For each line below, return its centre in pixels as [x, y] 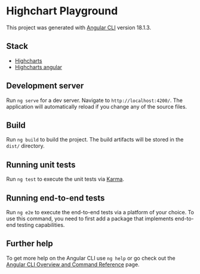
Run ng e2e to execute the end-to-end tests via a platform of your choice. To [100, 212]
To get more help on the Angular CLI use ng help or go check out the [91, 258]
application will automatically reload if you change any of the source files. [96, 106]
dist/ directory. [25, 146]
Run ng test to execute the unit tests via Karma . [65, 179]
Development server [45, 86]
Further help [30, 244]
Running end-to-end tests [56, 198]
